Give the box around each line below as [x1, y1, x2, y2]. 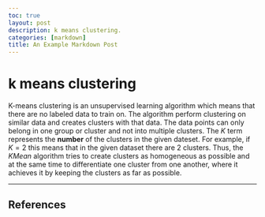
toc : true [8, 11, 41, 20]
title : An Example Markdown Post [8, 41, 118, 49]
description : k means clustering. [8, 26, 122, 34]
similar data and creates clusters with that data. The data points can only [8, 118, 244, 127]
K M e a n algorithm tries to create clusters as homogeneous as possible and [8, 152, 250, 161]
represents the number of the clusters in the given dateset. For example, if [8, 135, 251, 144]
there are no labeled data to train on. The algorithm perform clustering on [8, 110, 246, 119]
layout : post [8, 19, 51, 27]
